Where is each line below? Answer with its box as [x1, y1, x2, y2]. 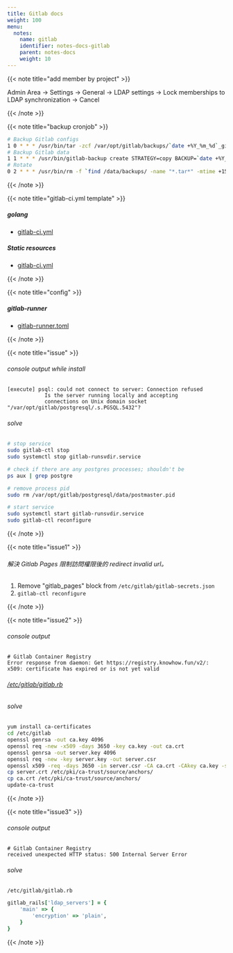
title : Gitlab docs [7, 10, 64, 17]
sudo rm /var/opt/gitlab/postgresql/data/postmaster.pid [7, 491, 175, 498]
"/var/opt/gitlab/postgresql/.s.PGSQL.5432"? [7, 404, 141, 411]
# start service [7, 504, 54, 511]
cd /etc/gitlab [7, 730, 51, 737]
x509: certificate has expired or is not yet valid [7, 666, 159, 673]
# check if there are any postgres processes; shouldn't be [7, 465, 185, 473]
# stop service [7, 440, 51, 447]
